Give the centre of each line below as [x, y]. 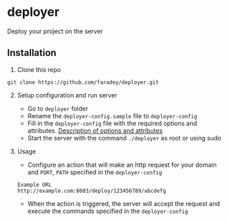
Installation [32, 53]
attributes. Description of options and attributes [95, 130]
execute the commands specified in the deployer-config [108, 211]
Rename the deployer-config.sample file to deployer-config [112, 115]
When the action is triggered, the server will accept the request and [124, 203]
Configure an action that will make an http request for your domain [122, 165]
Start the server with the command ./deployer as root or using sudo [124, 138]
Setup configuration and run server [67, 95]
